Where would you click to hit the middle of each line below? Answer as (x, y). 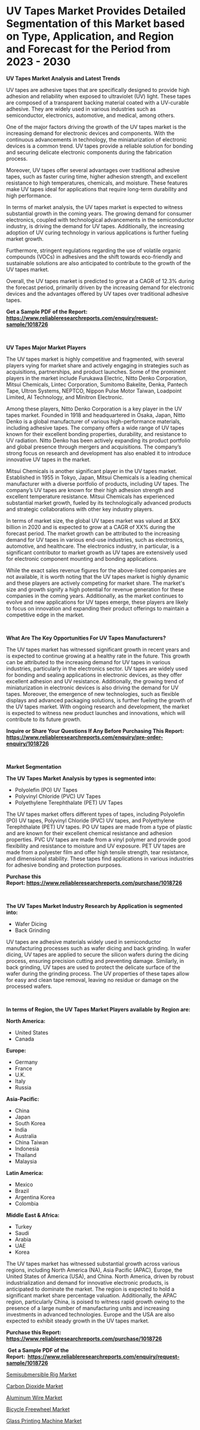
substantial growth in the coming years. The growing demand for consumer (99, 213)
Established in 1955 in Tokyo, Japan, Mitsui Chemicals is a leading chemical (99, 477)
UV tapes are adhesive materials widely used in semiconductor (84, 941)
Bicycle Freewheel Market (38, 1409)
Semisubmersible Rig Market (41, 1374)
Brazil (22, 1190)
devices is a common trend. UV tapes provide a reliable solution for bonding (100, 146)
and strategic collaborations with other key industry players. (80, 509)
